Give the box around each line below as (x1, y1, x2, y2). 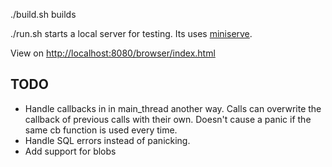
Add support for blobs (24, 145, 117, 157)
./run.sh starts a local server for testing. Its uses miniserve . (10, 28, 253, 39)
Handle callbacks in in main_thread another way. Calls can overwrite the (24, 102, 322, 114)
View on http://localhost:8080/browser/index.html (10, 47, 216, 59)
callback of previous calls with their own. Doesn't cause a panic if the (24, 113, 312, 125)
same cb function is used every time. (24, 124, 178, 136)
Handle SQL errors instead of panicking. (24, 134, 191, 146)
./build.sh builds (10, 9, 77, 20)
